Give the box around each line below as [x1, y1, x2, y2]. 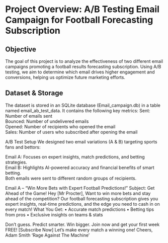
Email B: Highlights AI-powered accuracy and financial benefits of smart [5, 165, 154, 171]
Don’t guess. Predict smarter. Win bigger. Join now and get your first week [5, 221, 160, 227]
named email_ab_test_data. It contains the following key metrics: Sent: [5, 107, 150, 114]
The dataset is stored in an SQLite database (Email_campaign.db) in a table [5, 102, 161, 108]
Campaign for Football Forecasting [5, 14, 153, 26]
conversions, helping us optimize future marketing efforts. [5, 74, 126, 80]
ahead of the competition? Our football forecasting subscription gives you [5, 195, 158, 202]
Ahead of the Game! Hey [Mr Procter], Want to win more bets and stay [5, 190, 151, 196]
